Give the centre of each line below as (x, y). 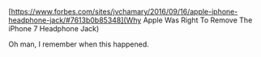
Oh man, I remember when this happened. (79, 44)
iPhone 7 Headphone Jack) (54, 28)
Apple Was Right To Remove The (198, 20)
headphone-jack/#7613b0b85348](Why (75, 20)
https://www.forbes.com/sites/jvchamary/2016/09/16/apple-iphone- (124, 12)
